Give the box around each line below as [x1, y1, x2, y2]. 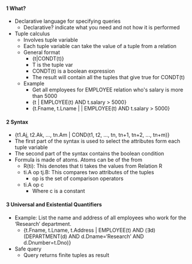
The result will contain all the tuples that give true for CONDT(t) [32, 74, 185, 81]
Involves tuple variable [23, 36, 78, 43]
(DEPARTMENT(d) [23, 232, 68, 240]
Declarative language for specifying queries [14, 18, 121, 25]
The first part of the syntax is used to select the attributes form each [14, 138, 180, 145]
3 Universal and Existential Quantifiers [6, 201, 102, 208]
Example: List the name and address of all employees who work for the [14, 214, 187, 221]
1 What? [6, 5, 26, 12]
